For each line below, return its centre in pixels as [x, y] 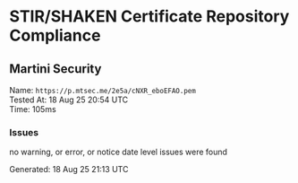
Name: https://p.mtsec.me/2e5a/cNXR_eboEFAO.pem [103, 90]
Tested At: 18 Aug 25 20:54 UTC [69, 100]
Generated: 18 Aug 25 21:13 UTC [69, 170]
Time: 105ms [33, 109]
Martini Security [55, 69]
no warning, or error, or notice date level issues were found [119, 152]
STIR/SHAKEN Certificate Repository [149, 17]
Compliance [55, 35]
